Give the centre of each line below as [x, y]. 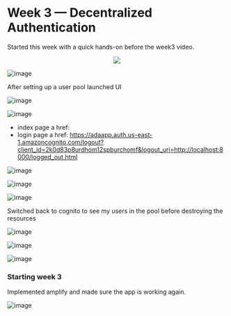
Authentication [51, 27]
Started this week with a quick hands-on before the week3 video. [101, 47]
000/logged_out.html [47, 157]
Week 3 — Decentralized [80, 13]
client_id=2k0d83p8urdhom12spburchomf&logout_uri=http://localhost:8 [120, 149]
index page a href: [43, 127]
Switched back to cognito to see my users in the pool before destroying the [115, 211]
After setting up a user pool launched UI [64, 87]
